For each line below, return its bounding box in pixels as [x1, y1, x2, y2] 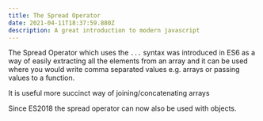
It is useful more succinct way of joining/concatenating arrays [8, 89, 210, 98]
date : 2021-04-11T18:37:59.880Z [8, 19, 115, 27]
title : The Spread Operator [8, 11, 101, 20]
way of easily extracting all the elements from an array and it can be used [8, 56, 248, 66]
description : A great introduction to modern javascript [8, 26, 200, 34]
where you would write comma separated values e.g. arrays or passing [8, 65, 240, 74]
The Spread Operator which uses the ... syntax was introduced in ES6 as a [8, 48, 256, 58]
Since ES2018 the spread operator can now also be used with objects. [8, 104, 237, 113]
